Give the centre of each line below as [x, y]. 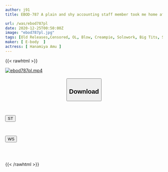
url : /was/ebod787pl [27, 23]
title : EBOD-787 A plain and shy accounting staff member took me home [81, 14]
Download [84, 91]
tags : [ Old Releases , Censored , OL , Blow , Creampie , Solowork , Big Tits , [82, 37]
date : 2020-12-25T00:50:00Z [34, 28]
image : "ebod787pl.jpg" [30, 33]
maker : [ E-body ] [25, 42]
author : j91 [17, 10]
